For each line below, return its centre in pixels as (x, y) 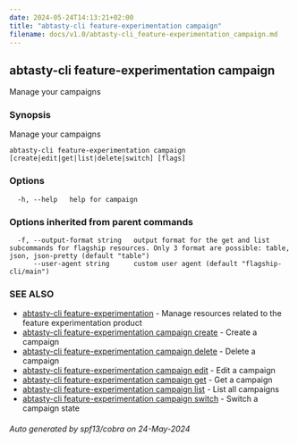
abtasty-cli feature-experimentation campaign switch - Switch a (140, 399)
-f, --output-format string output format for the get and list (144, 241)
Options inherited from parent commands (102, 221)
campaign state (51, 408)
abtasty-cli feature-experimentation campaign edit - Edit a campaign (149, 371)
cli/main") (30, 272)
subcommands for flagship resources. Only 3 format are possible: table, (150, 248)
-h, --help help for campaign (78, 199)
